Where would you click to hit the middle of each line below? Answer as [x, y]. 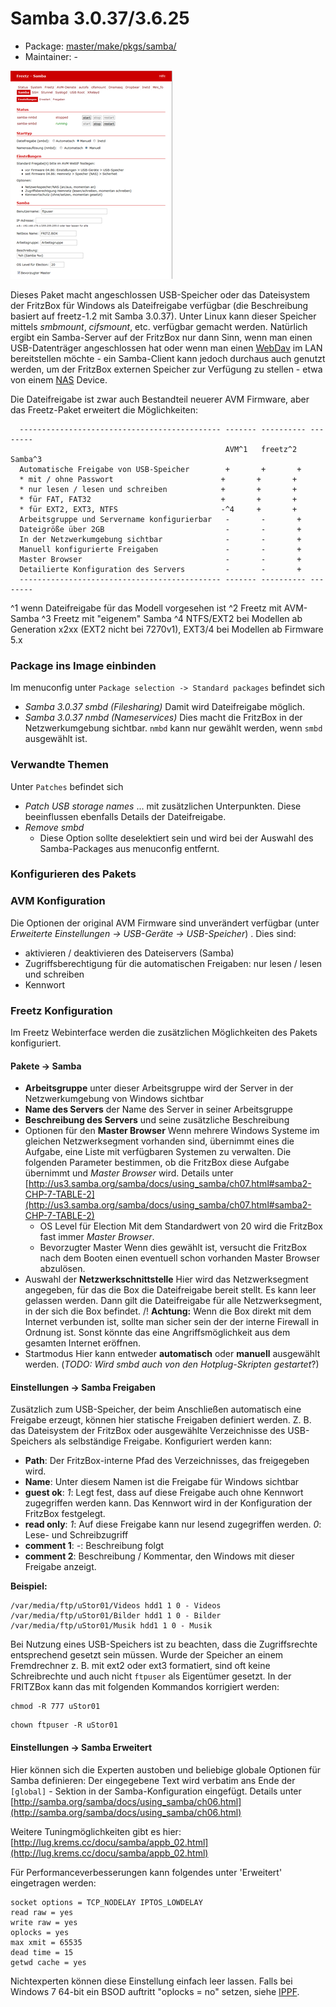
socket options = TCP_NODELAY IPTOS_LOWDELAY [106, 1902]
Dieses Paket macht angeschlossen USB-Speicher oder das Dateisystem [160, 294]
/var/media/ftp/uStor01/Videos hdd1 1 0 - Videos [116, 1606]
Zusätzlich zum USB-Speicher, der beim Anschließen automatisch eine [156, 1409]
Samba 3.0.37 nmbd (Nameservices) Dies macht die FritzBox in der [163, 718]
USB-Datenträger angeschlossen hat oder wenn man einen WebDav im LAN [166, 348]
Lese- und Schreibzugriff [76, 1535]
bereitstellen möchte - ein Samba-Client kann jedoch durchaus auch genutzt [168, 358]
